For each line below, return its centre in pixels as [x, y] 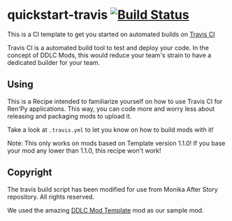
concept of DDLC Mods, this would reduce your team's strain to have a [109, 55]
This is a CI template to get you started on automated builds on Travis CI [111, 34]
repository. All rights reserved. [51, 197]
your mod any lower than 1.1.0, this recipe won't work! [84, 151]
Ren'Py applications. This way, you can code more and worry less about [111, 109]
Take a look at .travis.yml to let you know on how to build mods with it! [111, 130]
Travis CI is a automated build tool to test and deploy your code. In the [108, 47]
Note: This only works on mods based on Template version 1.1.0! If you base [116, 143]
